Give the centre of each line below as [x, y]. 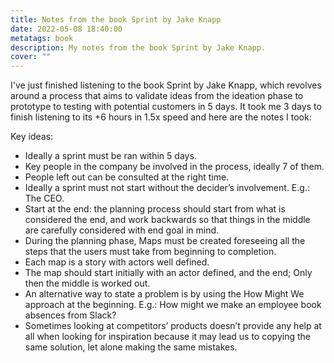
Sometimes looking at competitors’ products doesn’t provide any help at [173, 326]
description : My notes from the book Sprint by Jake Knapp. [138, 47]
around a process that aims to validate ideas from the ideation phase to [157, 96]
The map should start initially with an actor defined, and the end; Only [168, 273]
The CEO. [44, 198]
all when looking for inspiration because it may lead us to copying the [167, 337]
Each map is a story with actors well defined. [117, 262]
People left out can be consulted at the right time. [127, 177]
